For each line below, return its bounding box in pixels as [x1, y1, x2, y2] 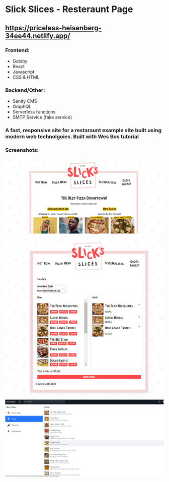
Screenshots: [5, 147, 39, 154]
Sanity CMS [12, 98, 37, 104]
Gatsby [12, 58, 28, 64]
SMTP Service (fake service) [12, 114, 72, 120]
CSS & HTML [12, 74, 40, 80]
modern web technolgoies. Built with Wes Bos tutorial [5, 133, 139, 140]
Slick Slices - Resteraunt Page [5, 4, 133, 15]
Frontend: [5, 46, 30, 53]
